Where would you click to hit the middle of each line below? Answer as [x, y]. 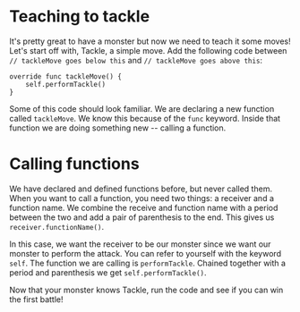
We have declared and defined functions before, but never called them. [141, 189]
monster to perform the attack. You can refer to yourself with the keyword [146, 253]
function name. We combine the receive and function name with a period [144, 207]
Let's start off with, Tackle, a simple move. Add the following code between [148, 50]
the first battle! [37, 299]
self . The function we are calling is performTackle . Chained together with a [148, 263]
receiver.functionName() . [57, 226]
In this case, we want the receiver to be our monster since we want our [140, 244]
